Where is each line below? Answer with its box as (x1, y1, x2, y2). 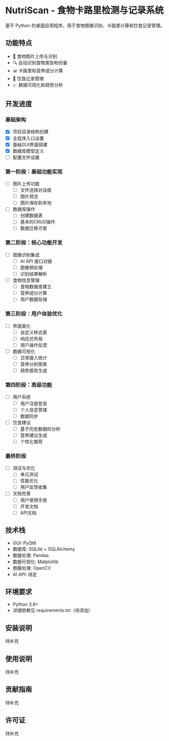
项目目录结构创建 (12, 129, 49, 135)
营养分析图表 (20, 361, 47, 367)
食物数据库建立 (20, 284, 52, 290)
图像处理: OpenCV (12, 565, 51, 571)
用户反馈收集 (20, 484, 47, 490)
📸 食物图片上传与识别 (12, 53, 57, 59)
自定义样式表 (20, 329, 47, 335)
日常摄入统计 (20, 354, 47, 361)
